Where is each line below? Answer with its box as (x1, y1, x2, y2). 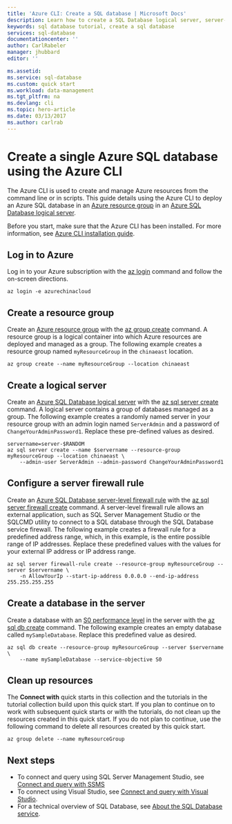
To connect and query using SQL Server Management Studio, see (17, 773, 205, 781)
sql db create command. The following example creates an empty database (7, 623, 222, 631)
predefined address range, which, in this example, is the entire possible (7, 532, 211, 541)
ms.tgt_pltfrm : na (7, 93, 60, 100)
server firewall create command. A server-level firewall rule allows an (7, 503, 204, 512)
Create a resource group (7, 307, 115, 319)
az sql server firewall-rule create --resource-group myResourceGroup (7, 561, 215, 568)
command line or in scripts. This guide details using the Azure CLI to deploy (7, 194, 222, 202)
